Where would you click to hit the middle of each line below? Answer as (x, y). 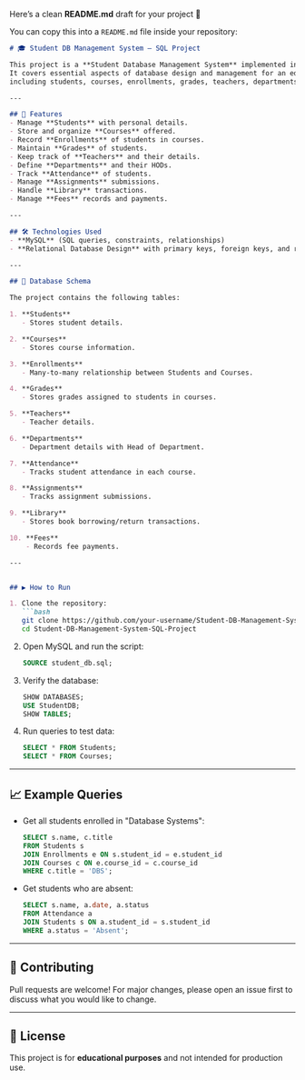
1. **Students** (40, 315)
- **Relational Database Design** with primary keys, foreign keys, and (150, 249)
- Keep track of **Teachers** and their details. (105, 156)
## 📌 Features (36, 115)
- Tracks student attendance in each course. (109, 472)
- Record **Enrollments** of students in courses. (107, 140)
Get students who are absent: (78, 889)
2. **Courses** (38, 339)
